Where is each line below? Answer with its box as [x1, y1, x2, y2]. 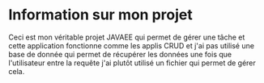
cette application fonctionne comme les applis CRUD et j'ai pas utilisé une [8, 40, 255, 50]
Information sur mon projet [8, 6, 193, 24]
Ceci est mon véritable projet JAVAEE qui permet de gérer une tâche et [8, 32, 245, 42]
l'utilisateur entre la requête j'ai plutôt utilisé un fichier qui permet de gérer [8, 58, 257, 68]
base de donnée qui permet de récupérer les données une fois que [8, 49, 232, 59]
